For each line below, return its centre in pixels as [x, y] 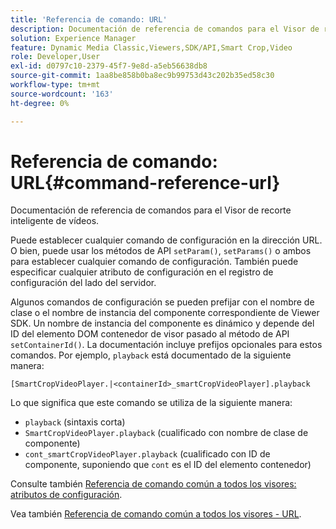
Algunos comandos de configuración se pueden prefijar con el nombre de [162, 302]
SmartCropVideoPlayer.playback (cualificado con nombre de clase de [166, 433]
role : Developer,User [55, 57]
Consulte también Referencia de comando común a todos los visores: [153, 484]
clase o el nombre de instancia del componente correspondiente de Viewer [165, 313]
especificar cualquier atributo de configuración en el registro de [142, 272]
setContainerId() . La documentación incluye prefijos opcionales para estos [166, 345]
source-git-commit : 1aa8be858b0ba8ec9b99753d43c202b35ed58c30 [142, 76]
